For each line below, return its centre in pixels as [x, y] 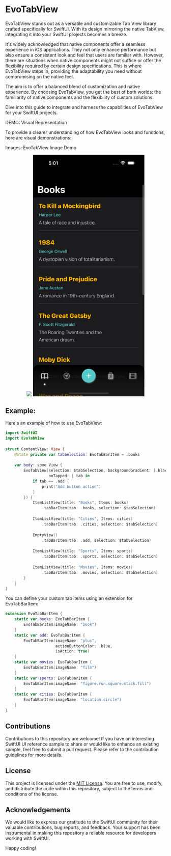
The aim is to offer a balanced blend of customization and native [73, 86]
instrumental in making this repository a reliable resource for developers [81, 833]
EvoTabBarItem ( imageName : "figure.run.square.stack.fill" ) [88, 683]
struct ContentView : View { [35, 449]
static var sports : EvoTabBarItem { [53, 678]
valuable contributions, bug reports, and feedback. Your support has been [83, 827]
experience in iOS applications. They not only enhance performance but [81, 49]
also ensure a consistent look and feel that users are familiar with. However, [84, 55]
